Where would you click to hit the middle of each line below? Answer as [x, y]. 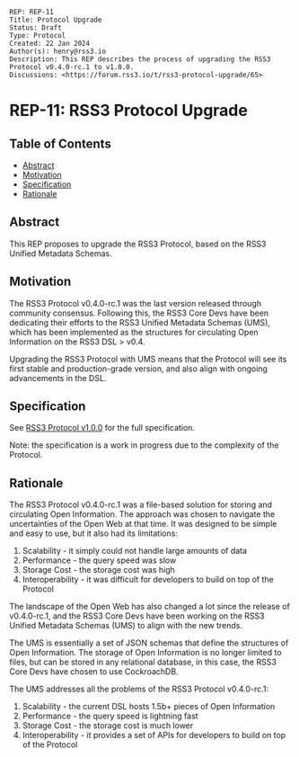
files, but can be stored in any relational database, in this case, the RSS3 [143, 662]
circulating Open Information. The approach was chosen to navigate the [142, 514]
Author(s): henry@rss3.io [57, 51]
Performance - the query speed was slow [99, 560]
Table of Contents [61, 143]
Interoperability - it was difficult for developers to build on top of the [148, 580]
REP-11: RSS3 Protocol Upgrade [129, 111]
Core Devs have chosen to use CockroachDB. [94, 672]
